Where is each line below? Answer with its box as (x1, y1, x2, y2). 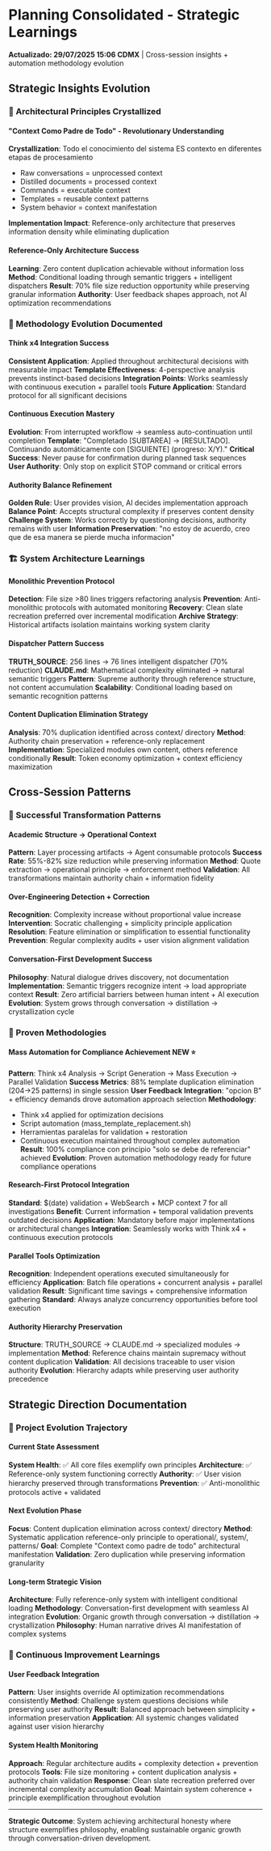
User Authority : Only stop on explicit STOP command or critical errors (8, 461, 242, 471)
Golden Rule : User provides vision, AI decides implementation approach (8, 498, 248, 507)
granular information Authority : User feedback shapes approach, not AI (8, 289, 248, 299)
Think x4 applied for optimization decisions (19, 1110, 164, 1119)
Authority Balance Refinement (8, 480, 113, 490)
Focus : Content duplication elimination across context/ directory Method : (8, 1524, 252, 1534)
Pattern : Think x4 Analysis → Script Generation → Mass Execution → (8, 1068, 238, 1078)
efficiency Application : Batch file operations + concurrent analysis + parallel (8, 1277, 263, 1288)
